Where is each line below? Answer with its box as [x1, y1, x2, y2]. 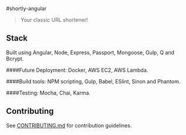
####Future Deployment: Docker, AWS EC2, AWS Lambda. [6, 66, 148, 73]
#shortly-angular [6, 5, 47, 12]
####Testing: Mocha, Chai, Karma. [6, 89, 91, 96]
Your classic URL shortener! [20, 16, 88, 23]
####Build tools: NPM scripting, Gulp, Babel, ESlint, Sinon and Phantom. [6, 77, 181, 85]
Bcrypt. [6, 55, 24, 62]
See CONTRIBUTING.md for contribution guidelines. [6, 122, 132, 129]
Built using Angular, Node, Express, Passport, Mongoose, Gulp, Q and [6, 49, 175, 56]
